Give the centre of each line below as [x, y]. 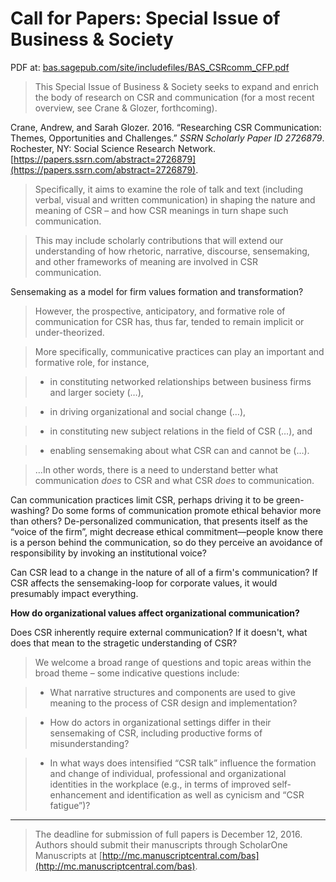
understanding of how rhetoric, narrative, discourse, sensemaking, [172, 251]
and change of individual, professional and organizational [168, 773]
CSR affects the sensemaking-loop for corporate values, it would [144, 583]
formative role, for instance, [92, 362]
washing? [30, 510]
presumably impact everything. [74, 593]
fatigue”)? [70, 805]
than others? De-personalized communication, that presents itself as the [159, 521]
